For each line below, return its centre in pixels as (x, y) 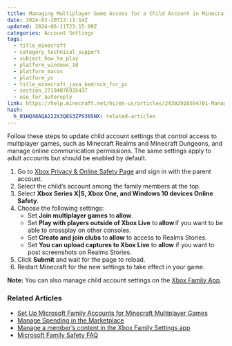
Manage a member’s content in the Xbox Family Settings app (104, 327)
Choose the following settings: (60, 208)
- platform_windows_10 (46, 65)
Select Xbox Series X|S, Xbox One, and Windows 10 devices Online (115, 193)
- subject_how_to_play (46, 59)
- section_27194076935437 (51, 90)
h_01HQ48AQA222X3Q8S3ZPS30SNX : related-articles (85, 116)
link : (15, 104)
